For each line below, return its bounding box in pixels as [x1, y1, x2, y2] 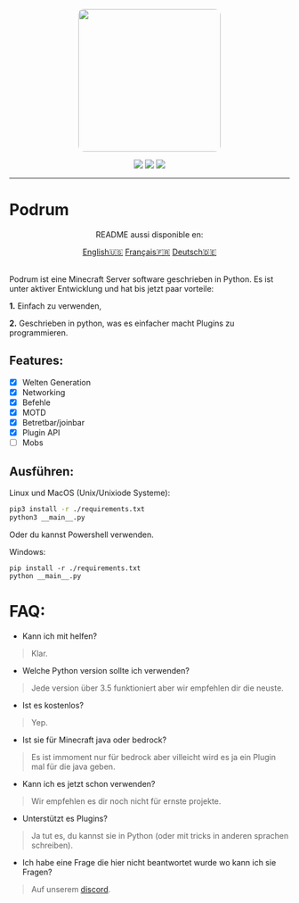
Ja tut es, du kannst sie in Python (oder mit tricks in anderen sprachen [30, 830, 289, 841]
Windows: [9, 546, 46, 557]
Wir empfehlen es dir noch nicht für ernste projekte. [30, 795, 222, 807]
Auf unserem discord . [30, 883, 111, 894]
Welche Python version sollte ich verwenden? [21, 665, 190, 675]
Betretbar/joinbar [21, 418, 85, 427]
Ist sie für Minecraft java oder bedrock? [21, 734, 167, 745]
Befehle [21, 397, 51, 408]
